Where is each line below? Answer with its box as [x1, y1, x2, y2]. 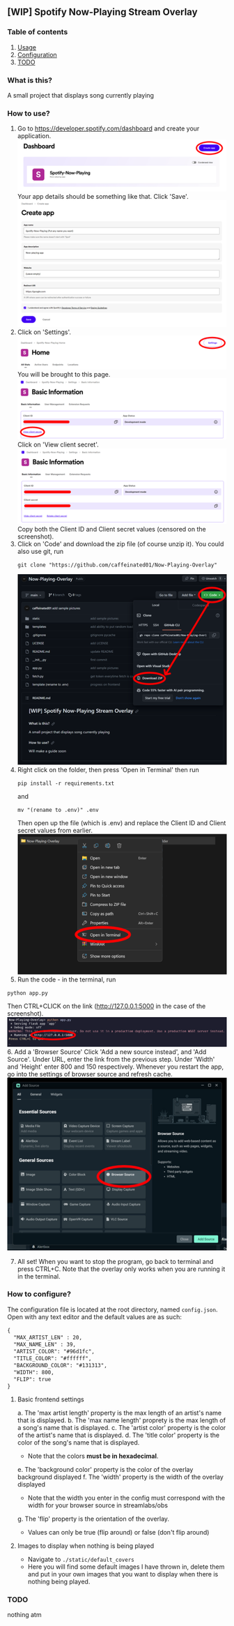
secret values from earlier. [17, 827, 93, 835]
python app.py [7, 990, 49, 997]
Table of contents [7, 27, 68, 37]
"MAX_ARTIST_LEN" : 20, [13, 1334, 82, 1341]
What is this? [7, 75, 52, 85]
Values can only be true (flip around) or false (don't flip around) [27, 1528, 210, 1536]
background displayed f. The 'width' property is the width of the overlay [17, 1473, 224, 1481]
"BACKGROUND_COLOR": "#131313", [13, 1362, 108, 1369]
